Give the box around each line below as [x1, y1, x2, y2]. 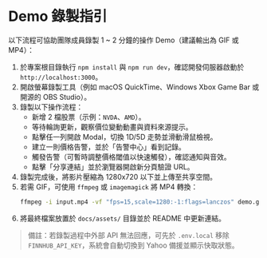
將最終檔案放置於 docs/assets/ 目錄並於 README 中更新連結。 [19, 213, 226, 223]
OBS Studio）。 [42, 92, 92, 101]
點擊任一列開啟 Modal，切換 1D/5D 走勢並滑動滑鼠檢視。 [31, 132, 218, 141]
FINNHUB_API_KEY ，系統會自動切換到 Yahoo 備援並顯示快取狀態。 [27, 240, 239, 250]
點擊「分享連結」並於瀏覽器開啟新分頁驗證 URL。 [31, 161, 194, 172]
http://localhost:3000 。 [19, 72, 103, 81]
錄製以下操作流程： [19, 101, 84, 112]
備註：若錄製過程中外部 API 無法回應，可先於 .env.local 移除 [27, 230, 230, 240]
